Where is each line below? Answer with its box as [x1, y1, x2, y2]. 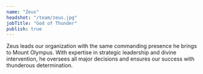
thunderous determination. [6, 62, 73, 69]
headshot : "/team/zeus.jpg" [6, 15, 78, 21]
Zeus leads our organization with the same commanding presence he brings [6, 42, 198, 50]
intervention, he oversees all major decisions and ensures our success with [6, 55, 194, 62]
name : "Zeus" [6, 8, 40, 15]
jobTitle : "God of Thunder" [6, 20, 78, 26]
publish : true [6, 25, 43, 32]
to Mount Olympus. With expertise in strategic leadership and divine [6, 49, 177, 56]
